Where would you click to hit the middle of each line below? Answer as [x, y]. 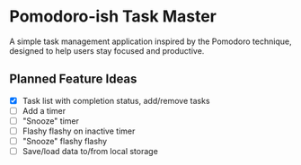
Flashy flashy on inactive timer [79, 131]
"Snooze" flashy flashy [65, 141]
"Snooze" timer [50, 121]
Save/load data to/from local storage [90, 152]
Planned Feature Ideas [73, 79]
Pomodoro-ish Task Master [113, 17]
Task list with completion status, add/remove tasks [116, 100]
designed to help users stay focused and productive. [107, 50]
